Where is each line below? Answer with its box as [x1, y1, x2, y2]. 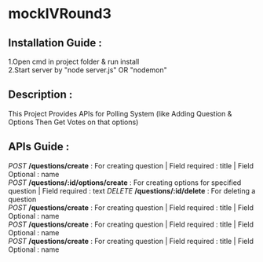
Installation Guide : [8, 36, 102, 50]
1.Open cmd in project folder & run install [8, 57, 140, 66]
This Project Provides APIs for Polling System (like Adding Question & [8, 109, 232, 118]
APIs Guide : [8, 140, 70, 153]
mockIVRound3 [8, 5, 112, 23]
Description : [8, 88, 73, 101]
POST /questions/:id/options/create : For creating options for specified [8, 178, 242, 187]
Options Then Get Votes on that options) [8, 117, 139, 127]
